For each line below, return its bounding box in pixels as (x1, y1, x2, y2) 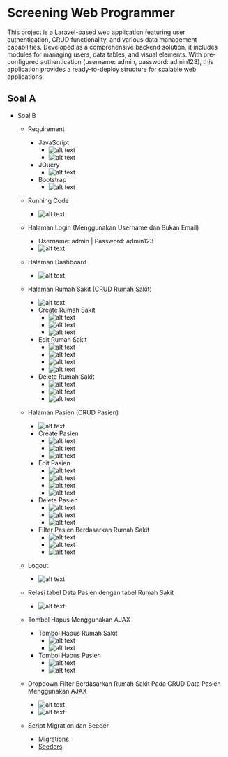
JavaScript (38, 138, 70, 147)
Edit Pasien (38, 458, 71, 467)
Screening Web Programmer (7, 5, 176, 21)
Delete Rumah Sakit (38, 372, 95, 381)
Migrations (38, 735, 70, 743)
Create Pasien (38, 429, 79, 437)
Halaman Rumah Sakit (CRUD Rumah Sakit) (27, 285, 152, 293)
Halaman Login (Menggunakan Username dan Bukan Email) (27, 223, 199, 232)
